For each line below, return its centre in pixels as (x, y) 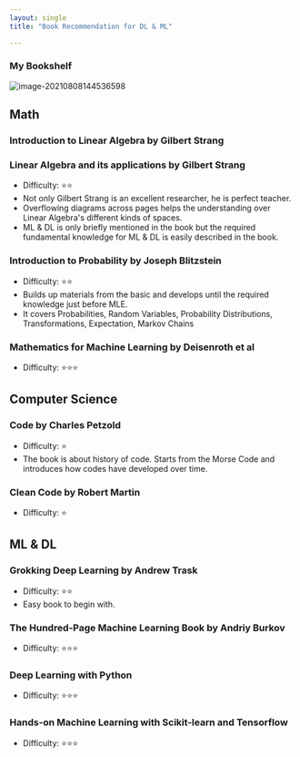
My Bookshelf (41, 66)
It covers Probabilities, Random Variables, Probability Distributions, (147, 313)
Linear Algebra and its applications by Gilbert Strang (127, 165)
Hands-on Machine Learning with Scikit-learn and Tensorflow (149, 722)
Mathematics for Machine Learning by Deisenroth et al (132, 347)
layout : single (38, 18)
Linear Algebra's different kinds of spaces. (102, 218)
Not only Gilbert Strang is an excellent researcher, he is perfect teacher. (157, 199)
